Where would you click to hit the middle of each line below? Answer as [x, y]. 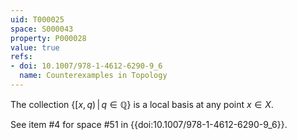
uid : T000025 [37, 19]
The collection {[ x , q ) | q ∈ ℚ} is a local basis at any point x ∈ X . [142, 104]
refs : [21, 57]
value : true [35, 47]
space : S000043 [42, 29]
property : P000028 [48, 38]
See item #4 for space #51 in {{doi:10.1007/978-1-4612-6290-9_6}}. [149, 124]
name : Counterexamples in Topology [93, 76]
